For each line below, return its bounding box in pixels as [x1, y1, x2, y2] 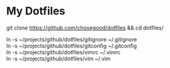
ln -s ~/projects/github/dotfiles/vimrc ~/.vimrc [6, 48, 121, 55]
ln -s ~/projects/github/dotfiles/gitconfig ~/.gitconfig [6, 42, 137, 49]
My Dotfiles [6, 4, 65, 18]
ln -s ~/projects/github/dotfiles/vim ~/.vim [6, 55, 111, 62]
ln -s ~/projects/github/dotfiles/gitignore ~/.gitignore [6, 36, 137, 43]
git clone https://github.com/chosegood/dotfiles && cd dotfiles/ [6, 24, 164, 31]
